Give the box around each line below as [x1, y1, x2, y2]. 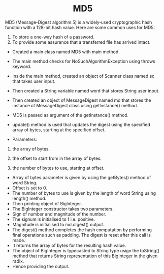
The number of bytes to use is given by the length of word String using [12, 190, 156, 196]
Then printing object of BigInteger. [12, 200, 82, 207]
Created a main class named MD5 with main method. [12, 49, 120, 55]
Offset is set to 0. [12, 185, 48, 191]
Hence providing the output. [12, 263, 70, 269]
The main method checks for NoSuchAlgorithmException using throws [12, 58, 156, 64]
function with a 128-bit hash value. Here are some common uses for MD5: [5, 24, 155, 30]
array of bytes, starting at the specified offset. [12, 126, 106, 133]
